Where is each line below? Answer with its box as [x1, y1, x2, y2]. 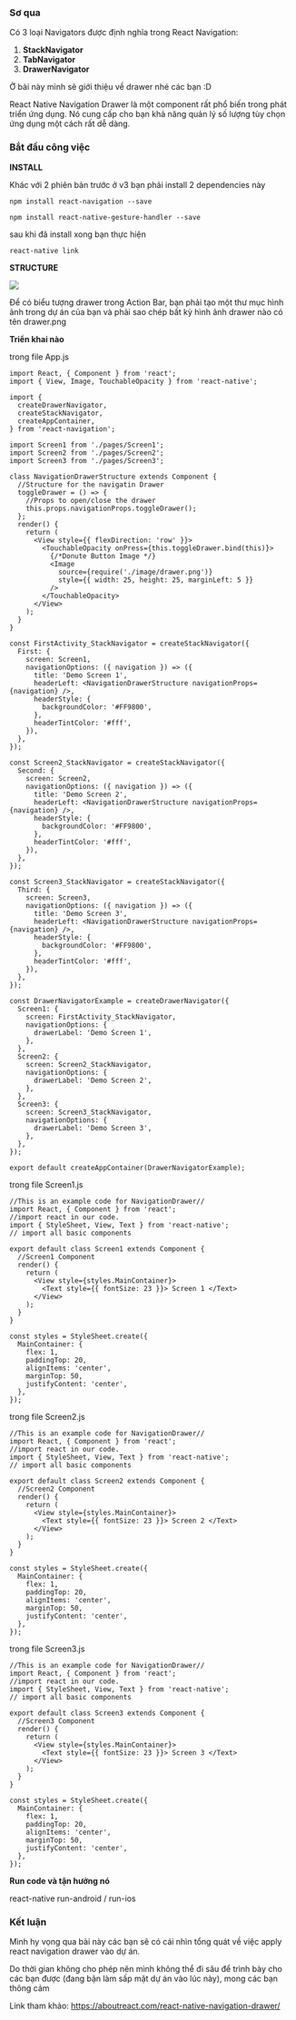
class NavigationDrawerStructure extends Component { [9, 472, 218, 481]
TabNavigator [22, 54, 76, 65]
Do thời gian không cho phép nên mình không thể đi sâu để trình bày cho [9, 1963, 283, 1974]
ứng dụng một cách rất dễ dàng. [9, 118, 131, 129]
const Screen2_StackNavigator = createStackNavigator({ [9, 758, 225, 767]
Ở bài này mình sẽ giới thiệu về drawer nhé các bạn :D [9, 82, 212, 93]
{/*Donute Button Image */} [49, 551, 156, 560]
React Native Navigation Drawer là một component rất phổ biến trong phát [9, 99, 288, 110]
